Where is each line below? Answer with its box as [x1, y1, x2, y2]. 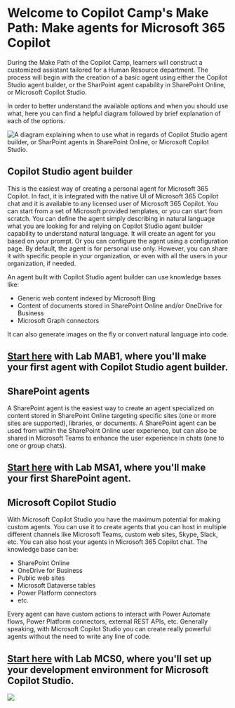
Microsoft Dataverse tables [17, 581, 96, 590]
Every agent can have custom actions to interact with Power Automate [7, 610, 210, 619]
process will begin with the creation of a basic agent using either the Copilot [7, 72, 228, 82]
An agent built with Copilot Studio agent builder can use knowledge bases [7, 272, 222, 281]
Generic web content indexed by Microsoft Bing [17, 293, 156, 302]
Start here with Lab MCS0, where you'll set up [7, 652, 212, 664]
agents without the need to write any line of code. [7, 632, 151, 641]
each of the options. [7, 116, 65, 125]
